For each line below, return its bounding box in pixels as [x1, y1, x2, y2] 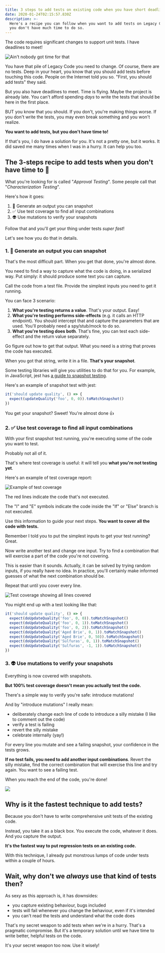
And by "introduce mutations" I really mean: [5, 701, 94, 708]
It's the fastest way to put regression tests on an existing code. [5, 843, 137, 849]
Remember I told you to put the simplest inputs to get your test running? [5, 533, 151, 539]
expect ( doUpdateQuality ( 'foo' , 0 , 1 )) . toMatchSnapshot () [9, 620, 129, 625]
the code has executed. [5, 348, 53, 354]
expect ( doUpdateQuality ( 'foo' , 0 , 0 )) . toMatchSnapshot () [9, 616, 129, 621]
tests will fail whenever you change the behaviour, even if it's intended [12, 907, 155, 913]
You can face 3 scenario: [5, 298, 55, 304]
